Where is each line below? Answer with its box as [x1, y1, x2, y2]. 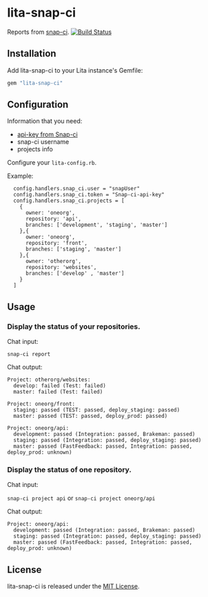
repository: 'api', [25, 216, 81, 223]
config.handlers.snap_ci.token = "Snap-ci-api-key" [13, 192, 165, 199]
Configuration [7, 99, 69, 111]
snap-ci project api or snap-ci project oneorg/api [7, 494, 156, 502]
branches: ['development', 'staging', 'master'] [25, 221, 168, 229]
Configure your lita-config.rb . [7, 158, 97, 167]
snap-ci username [17, 138, 70, 146]
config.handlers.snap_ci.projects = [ [13, 197, 125, 205]
